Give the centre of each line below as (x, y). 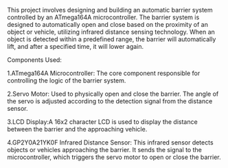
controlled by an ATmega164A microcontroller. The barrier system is (103, 17)
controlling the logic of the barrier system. (67, 81)
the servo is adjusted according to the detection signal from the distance (110, 101)
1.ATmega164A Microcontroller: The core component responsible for (104, 73)
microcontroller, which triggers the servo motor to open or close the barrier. (114, 157)
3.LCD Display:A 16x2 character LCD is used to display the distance (102, 122)
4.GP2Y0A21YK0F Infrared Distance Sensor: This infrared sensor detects (111, 143)
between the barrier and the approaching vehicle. (77, 129)
